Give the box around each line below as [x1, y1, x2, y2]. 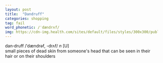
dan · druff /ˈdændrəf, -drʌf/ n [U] [5, 43, 69, 48]
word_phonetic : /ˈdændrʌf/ [5, 25, 60, 30]
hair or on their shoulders [5, 53, 56, 59]
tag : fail [5, 20, 25, 26]
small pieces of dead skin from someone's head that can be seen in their [5, 48, 150, 54]
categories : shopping [5, 16, 49, 21]
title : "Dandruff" [5, 12, 45, 16]
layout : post [5, 7, 32, 12]
